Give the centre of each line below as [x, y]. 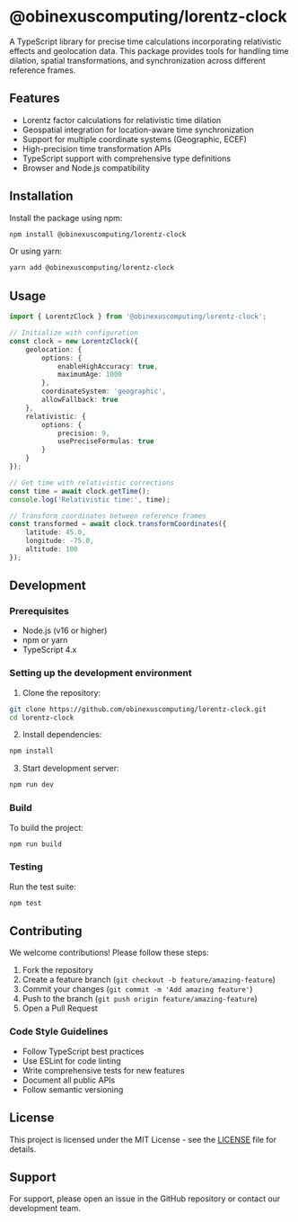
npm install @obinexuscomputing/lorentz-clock [98, 234]
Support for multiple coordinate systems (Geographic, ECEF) [134, 139]
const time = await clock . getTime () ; [80, 491]
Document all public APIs [69, 1080]
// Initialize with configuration [74, 333]
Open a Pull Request [60, 1008]
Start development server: [70, 768]
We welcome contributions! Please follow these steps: [109, 953]
